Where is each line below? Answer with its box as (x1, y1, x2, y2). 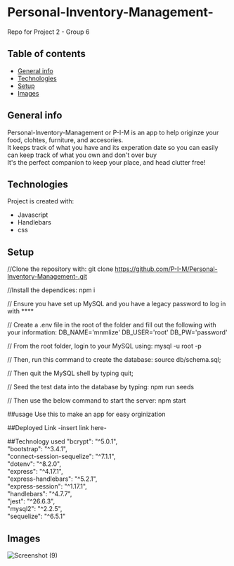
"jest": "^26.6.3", (7, 497, 56, 505)
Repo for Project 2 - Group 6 (7, 27, 90, 36)
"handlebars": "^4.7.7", (7, 490, 72, 498)
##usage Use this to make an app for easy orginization (7, 410, 166, 419)
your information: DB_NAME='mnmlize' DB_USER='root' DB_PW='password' (7, 328, 228, 337)
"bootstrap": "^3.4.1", (7, 445, 68, 453)
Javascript (17, 210, 48, 219)
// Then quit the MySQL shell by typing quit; (7, 369, 134, 377)
